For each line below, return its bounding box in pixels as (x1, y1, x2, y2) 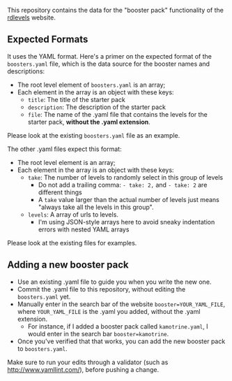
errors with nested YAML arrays (38, 225, 130, 233)
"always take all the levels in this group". (38, 203, 154, 211)
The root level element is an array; (17, 158, 116, 166)
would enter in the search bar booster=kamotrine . (27, 329, 169, 338)
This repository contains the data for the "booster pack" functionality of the (7, 6, 224, 14)
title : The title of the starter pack (27, 95, 125, 103)
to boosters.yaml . (17, 344, 68, 352)
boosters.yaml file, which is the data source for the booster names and (7, 59, 210, 68)
